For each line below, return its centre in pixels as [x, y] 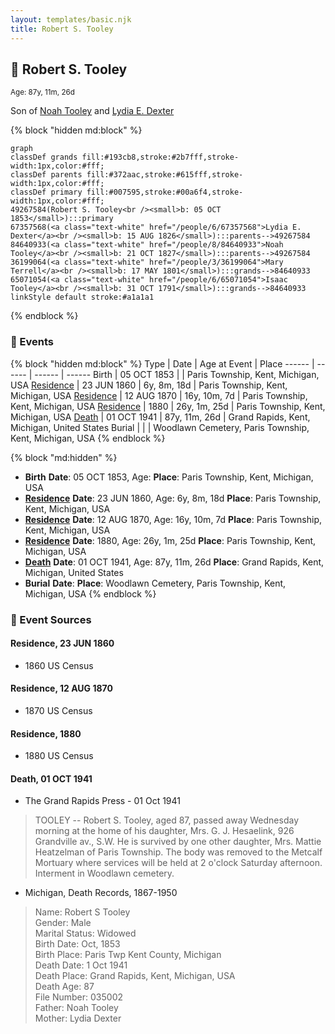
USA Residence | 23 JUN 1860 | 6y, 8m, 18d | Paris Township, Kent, [149, 385]
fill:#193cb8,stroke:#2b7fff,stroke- [160, 157]
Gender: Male [63, 923]
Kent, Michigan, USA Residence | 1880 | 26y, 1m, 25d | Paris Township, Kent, [168, 406]
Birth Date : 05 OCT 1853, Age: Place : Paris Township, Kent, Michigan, [169, 477]
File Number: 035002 [78, 997]
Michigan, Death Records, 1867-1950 [101, 893]
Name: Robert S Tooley [82, 912]
